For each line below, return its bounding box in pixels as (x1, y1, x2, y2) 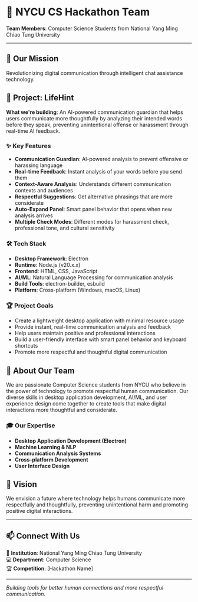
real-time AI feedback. (6, 127, 61, 135)
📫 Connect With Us (6, 531, 81, 541)
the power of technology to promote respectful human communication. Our (6, 388, 189, 395)
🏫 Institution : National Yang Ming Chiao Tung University (6, 549, 143, 557)
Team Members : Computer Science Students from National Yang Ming (6, 25, 178, 32)
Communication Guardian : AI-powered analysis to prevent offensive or (14, 155, 189, 162)
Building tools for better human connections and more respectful (6, 584, 164, 591)
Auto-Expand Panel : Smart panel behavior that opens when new (14, 205, 173, 212)
